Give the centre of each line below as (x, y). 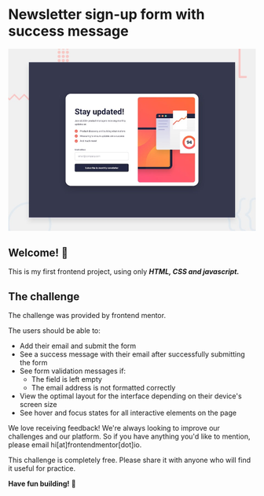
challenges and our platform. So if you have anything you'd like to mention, (129, 437)
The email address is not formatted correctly (103, 388)
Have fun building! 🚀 (42, 484)
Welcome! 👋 (38, 252)
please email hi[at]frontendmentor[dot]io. (75, 445)
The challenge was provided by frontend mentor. (87, 316)
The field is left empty (66, 379)
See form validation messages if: (73, 371)
